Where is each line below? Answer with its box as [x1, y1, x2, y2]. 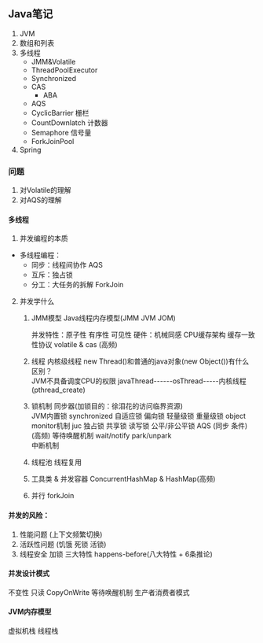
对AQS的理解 [19, 195, 62, 205]
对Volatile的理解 [19, 186, 71, 195]
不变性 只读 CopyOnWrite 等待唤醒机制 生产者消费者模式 [8, 587, 190, 597]
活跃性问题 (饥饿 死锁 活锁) [19, 539, 107, 549]
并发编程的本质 [19, 234, 68, 243]
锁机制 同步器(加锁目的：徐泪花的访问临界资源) [31, 401, 183, 411]
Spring [19, 145, 42, 154]
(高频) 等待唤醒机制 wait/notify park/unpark [31, 431, 172, 441]
